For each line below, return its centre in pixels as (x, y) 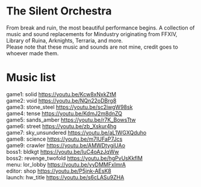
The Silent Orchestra (59, 11)
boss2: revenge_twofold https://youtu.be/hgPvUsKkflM (75, 158)
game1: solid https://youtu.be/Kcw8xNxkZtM (61, 94)
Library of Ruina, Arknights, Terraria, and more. (65, 40)
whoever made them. (32, 53)
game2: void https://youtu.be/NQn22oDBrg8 (61, 100)
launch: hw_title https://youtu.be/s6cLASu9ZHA (65, 177)
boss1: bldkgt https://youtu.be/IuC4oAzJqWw (63, 152)
